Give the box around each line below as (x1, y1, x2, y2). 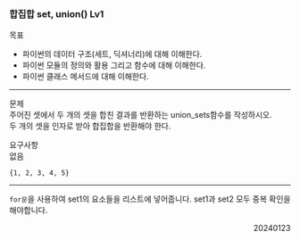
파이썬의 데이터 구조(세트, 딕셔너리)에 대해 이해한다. (21, 49, 203, 60)
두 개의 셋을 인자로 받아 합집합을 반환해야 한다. (9, 120, 171, 131)
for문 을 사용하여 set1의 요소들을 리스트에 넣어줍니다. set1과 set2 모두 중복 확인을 (9, 194, 291, 204)
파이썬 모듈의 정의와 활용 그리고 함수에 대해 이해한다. (21, 60, 206, 70)
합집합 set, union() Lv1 (9, 7, 104, 20)
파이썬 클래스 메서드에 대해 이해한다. (21, 71, 149, 82)
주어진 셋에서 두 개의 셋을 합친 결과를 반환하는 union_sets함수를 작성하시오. (9, 110, 272, 120)
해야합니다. (9, 205, 48, 216)
